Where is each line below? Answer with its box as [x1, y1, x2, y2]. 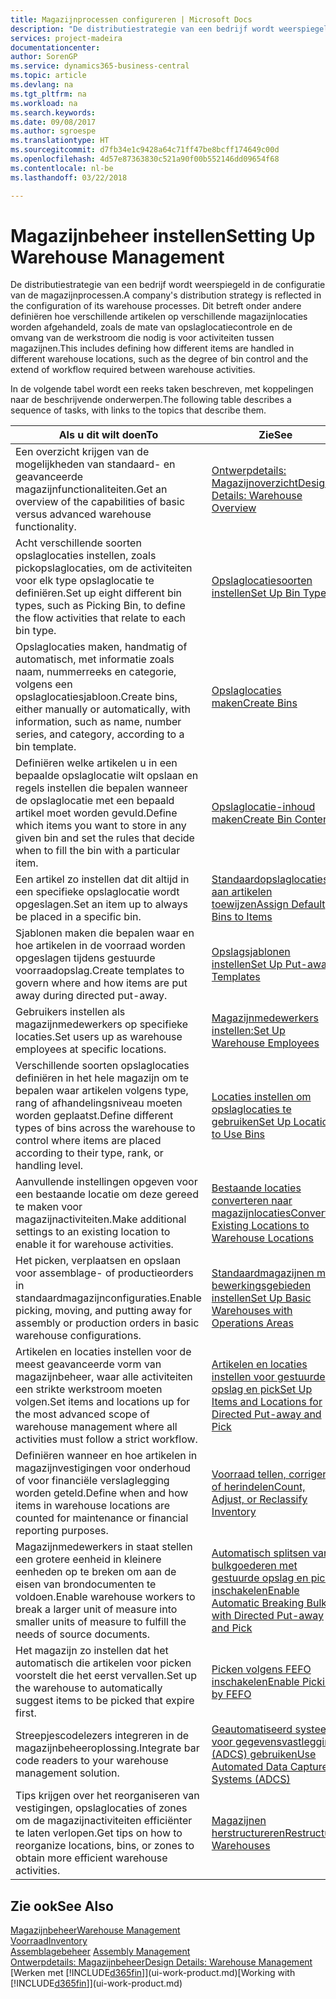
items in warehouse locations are [15, 1499, 171, 1513]
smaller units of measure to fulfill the [15, 1615, 187, 1629]
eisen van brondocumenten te [15, 1577, 157, 1591]
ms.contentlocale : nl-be [10, 163, 114, 173]
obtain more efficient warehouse [15, 1851, 168, 1865]
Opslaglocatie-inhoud [211, 800, 316, 814]
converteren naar [211, 1194, 293, 1208]
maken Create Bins [211, 696, 298, 710]
